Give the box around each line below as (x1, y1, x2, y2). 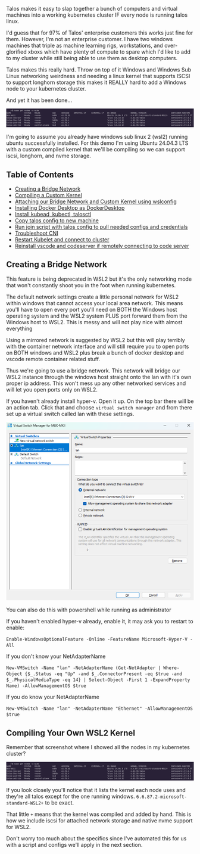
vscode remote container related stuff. (6, 355, 100, 362)
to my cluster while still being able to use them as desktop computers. (6, 55, 177, 61)
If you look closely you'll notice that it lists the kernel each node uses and (6, 787, 186, 794)
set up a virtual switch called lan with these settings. (6, 410, 135, 417)
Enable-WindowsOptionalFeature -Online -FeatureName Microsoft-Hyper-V (6, 636, 187, 642)
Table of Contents (6, 169, 74, 179)
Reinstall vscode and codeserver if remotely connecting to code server (14, 243, 189, 250)
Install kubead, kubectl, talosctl (14, 211, 91, 218)
